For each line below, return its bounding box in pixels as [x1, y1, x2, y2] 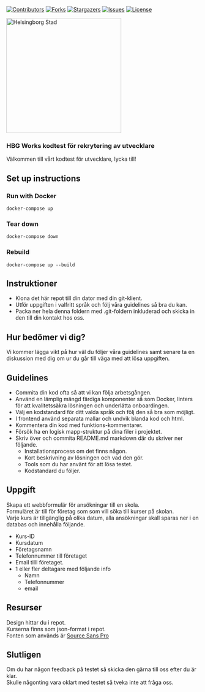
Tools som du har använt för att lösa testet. [24, 461, 133, 468]
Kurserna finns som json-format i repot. [6, 625, 106, 632]
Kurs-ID [15, 532, 35, 540]
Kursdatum [15, 539, 43, 546]
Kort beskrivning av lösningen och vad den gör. [24, 454, 144, 461]
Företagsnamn [15, 545, 52, 553]
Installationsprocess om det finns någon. [24, 448, 127, 455]
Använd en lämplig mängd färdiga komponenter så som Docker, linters [15, 396, 193, 403]
